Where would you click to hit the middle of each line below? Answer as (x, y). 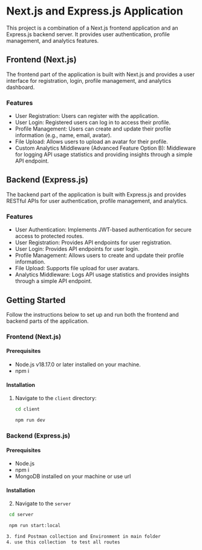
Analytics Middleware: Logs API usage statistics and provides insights (102, 275)
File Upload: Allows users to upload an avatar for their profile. (91, 142)
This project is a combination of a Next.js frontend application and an (92, 28)
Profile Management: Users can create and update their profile (93, 129)
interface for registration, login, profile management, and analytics (89, 80)
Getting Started (36, 300)
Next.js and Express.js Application (95, 11)
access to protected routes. (49, 236)
